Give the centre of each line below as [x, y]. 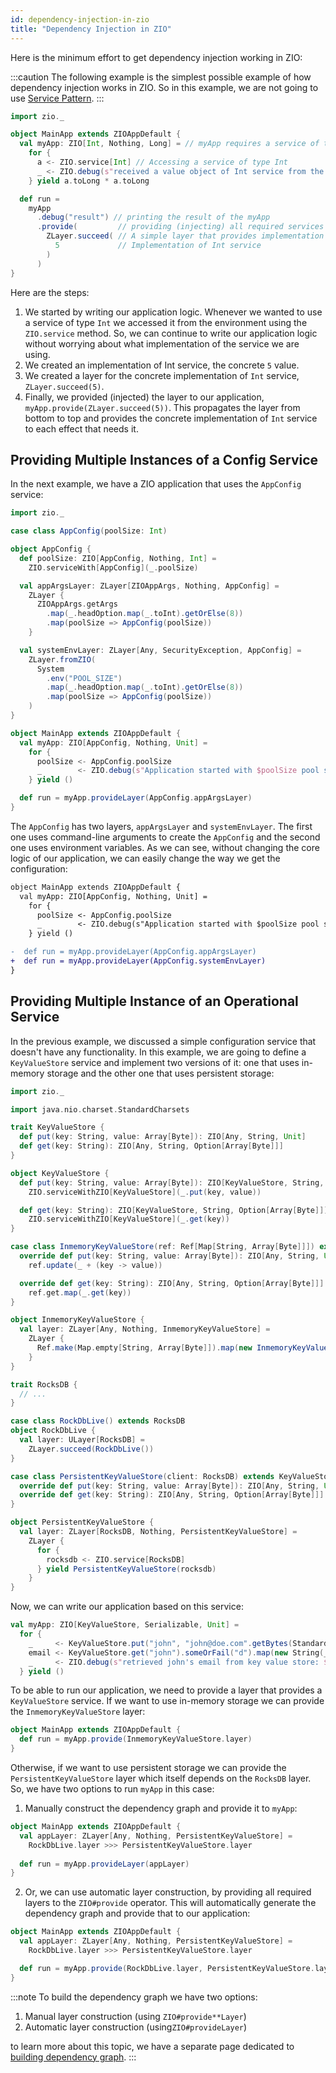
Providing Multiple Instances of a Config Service [164, 459]
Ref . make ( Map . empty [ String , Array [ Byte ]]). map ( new [144, 1348]
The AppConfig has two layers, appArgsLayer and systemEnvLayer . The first [161, 826]
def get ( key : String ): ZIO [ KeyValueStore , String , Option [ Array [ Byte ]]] [174, 1210]
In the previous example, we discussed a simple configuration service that [163, 1041]
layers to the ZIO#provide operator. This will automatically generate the [170, 1903]
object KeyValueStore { [60, 1173]
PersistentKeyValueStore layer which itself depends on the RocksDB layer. [161, 1778]
